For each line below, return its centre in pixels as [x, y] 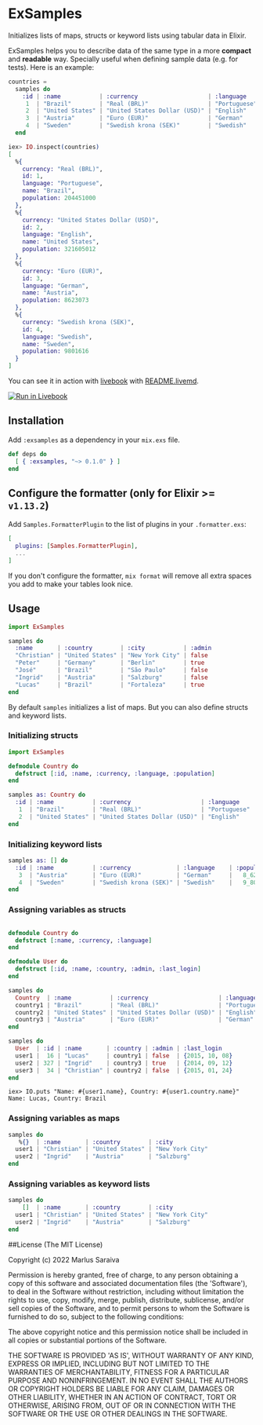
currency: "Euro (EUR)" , [63, 271]
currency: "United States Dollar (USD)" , [90, 220]
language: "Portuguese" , [63, 184]
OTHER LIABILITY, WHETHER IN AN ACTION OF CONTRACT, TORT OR [122, 1397]
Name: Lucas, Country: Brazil [58, 1099]
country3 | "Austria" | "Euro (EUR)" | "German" [135, 1020]
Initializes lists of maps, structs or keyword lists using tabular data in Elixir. [127, 35]
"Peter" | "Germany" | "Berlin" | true [110, 663]
